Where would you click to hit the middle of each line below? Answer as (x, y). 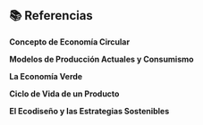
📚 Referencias (51, 16)
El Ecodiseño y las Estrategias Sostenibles (89, 111)
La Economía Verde (46, 76)
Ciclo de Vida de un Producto (64, 94)
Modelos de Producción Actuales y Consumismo (101, 59)
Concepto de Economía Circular (70, 42)
